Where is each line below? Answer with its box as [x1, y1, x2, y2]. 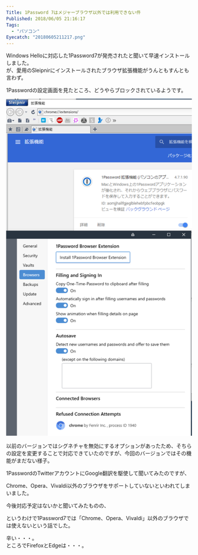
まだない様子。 [16, 457, 53, 464]
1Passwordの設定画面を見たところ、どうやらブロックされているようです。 [6, 87, 187, 94]
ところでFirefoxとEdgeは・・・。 [6, 541, 87, 549]
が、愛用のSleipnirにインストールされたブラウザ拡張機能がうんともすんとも [6, 67, 190, 74]
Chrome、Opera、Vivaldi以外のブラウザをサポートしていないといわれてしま [6, 482, 190, 489]
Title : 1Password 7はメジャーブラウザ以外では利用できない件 [6, 9, 141, 15]
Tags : [6, 22, 19, 28]
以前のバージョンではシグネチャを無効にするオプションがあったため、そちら [6, 442, 192, 449]
